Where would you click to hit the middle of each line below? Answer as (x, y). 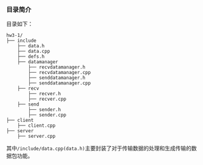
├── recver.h (45, 94)
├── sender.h (45, 110)
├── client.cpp (36, 126)
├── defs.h (31, 57)
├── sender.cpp (47, 115)
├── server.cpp (36, 136)
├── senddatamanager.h (57, 78)
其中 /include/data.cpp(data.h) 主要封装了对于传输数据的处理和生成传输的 (99, 148)
